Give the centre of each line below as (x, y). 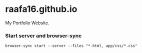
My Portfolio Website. (27, 23)
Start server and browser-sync (43, 36)
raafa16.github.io (41, 9)
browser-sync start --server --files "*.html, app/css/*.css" (71, 46)
